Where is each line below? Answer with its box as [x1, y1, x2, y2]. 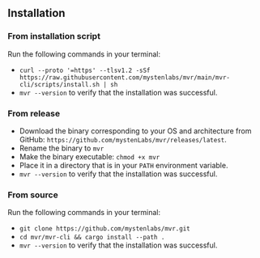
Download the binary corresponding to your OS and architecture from [19, 125, 252, 136]
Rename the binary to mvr [19, 143, 104, 153]
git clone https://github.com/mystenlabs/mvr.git [19, 225, 191, 233]
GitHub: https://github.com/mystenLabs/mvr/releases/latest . [19, 134, 228, 144]
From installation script [7, 31, 100, 42]
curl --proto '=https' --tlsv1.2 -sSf [19, 66, 151, 74]
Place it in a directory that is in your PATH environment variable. [19, 160, 228, 170]
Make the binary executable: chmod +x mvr [19, 151, 160, 161]
